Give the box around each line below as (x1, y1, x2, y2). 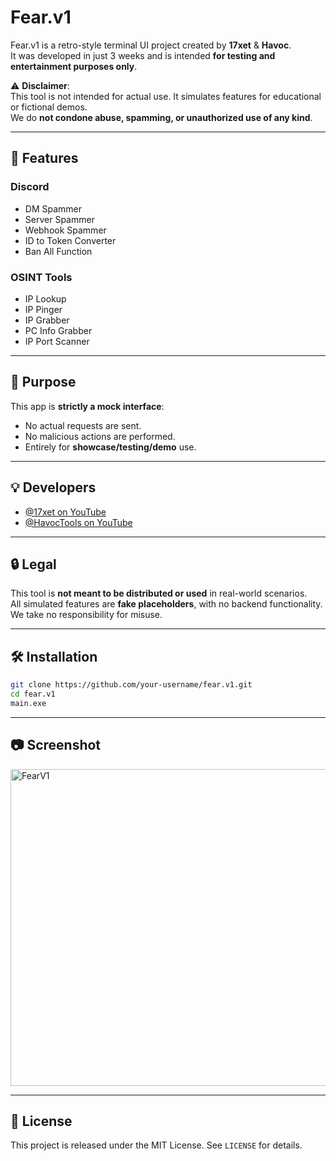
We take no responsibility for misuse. (10, 609, 163, 621)
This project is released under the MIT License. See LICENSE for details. (10, 1139, 303, 1151)
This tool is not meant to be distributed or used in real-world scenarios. (10, 587, 308, 600)
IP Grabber (24, 314, 70, 326)
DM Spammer (24, 202, 82, 215)
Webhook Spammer (24, 224, 107, 236)
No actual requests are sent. (24, 419, 142, 431)
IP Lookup (24, 292, 67, 305)
